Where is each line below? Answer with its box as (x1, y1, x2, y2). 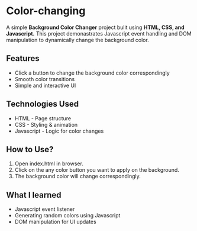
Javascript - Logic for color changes (14, 127, 104, 134)
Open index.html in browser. (14, 160, 84, 167)
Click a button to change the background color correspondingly (14, 69, 170, 76)
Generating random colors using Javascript (14, 212, 121, 219)
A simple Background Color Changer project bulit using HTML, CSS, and (6, 24, 185, 31)
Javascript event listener (14, 206, 75, 213)
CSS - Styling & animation (14, 121, 78, 128)
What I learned (6, 190, 62, 200)
